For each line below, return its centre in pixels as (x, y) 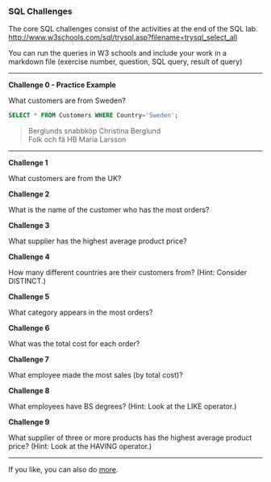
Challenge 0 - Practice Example (63, 85)
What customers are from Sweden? (67, 101)
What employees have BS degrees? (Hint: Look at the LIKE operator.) (123, 407)
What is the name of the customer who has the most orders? (109, 210)
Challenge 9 (29, 422)
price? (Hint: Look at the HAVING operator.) (80, 446)
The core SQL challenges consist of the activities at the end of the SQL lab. (133, 29)
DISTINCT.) (27, 281)
